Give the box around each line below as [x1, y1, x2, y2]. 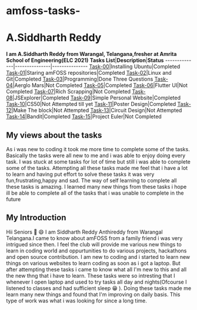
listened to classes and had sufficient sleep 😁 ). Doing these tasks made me [6, 284, 192, 292]
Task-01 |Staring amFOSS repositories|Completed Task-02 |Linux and [6, 69, 172, 76]
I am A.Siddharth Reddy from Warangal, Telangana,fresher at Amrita [6, 51, 177, 58]
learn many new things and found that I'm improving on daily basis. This [6, 291, 181, 298]
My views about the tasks [6, 130, 102, 140]
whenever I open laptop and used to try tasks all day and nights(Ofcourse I [6, 278, 187, 285]
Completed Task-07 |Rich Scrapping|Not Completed [6, 88, 131, 95]
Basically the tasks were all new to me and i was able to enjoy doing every [6, 152, 186, 159]
